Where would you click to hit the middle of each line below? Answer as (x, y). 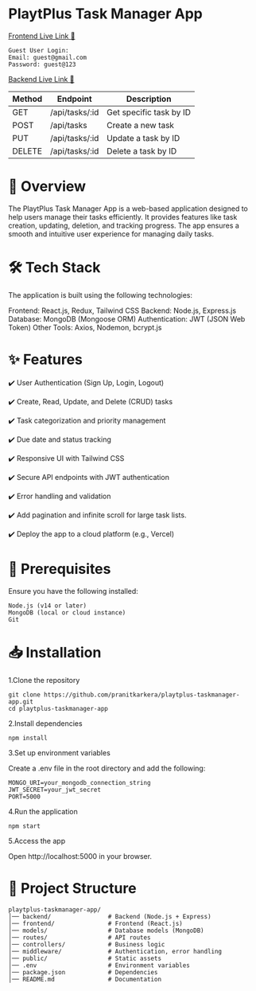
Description (149, 99)
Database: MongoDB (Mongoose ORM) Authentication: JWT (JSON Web (127, 318)
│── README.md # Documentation (85, 979)
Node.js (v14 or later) (48, 606)
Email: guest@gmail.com (48, 57)
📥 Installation (55, 652)
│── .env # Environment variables (99, 965)
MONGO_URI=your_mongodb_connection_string (80, 782)
